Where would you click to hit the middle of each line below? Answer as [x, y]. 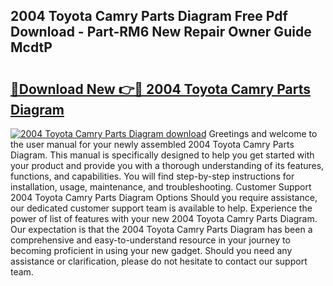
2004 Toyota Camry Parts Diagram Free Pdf [149, 16]
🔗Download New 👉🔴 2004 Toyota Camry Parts [160, 89]
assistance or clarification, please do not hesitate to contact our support [159, 261]
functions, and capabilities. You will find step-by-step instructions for [152, 176]
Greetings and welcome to [263, 133]
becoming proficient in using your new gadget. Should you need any [151, 250]
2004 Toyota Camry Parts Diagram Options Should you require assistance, [164, 197]
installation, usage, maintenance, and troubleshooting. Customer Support [161, 187]
